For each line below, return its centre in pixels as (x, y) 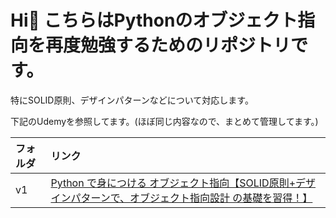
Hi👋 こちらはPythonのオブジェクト (154, 20)
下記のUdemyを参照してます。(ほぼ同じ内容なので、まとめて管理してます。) (164, 121)
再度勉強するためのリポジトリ (168, 45)
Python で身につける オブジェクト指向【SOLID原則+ (173, 183)
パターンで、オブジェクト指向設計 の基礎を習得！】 (191, 198)
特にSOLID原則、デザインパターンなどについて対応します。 (132, 100)
